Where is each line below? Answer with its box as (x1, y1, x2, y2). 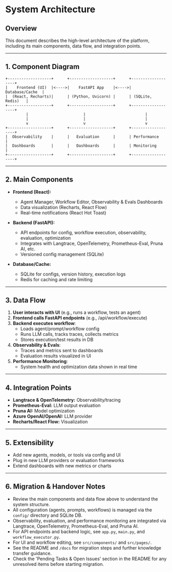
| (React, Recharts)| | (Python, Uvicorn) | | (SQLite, (5, 94, 153, 99)
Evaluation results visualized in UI (20, 353, 91, 359)
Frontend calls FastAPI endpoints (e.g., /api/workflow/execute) (12, 315, 147, 321)
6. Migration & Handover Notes (5, 482, 106, 491)
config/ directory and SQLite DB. (12, 512, 83, 518)
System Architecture (5, 4, 96, 15)
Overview (5, 24, 37, 33)
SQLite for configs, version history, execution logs (20, 271, 126, 277)
